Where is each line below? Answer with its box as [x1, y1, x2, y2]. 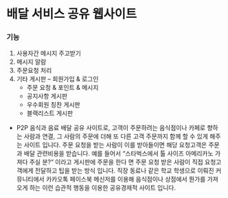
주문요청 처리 [16, 66, 52, 75]
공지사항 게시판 [26, 92, 68, 100]
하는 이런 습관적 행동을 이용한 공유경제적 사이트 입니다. [29, 184, 176, 192]
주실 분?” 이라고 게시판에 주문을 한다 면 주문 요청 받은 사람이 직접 [29, 158, 203, 166]
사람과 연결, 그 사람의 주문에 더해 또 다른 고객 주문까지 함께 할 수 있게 [23, 132, 209, 140]
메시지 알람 [16, 58, 47, 66]
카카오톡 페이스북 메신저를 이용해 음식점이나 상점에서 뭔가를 [46, 175, 206, 184]
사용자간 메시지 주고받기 [16, 49, 82, 58]
